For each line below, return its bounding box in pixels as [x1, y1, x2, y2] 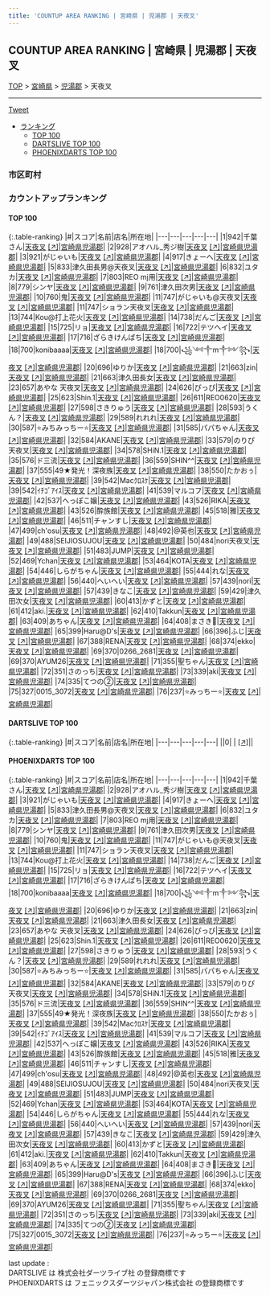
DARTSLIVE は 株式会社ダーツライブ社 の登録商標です [8, 1268, 186, 1277]
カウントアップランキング [8, 193, 107, 204]
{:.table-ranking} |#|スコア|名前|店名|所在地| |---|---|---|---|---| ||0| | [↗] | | [8, 737, 254, 747]
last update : [8, 1258, 50, 1268]
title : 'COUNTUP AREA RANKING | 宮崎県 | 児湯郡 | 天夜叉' [8, 11, 199, 20]
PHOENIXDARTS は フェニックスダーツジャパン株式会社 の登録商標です [8, 1277, 245, 1287]
